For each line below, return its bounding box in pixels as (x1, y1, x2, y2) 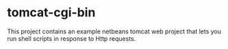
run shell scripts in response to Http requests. (7, 34, 136, 42)
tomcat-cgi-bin (7, 5, 96, 20)
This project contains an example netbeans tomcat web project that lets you (7, 27, 221, 35)
